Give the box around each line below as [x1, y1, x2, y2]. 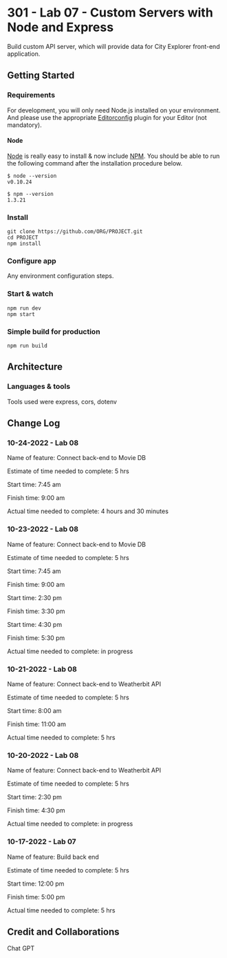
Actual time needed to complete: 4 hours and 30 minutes [7, 507, 169, 515]
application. [7, 50, 41, 58]
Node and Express [7, 19, 114, 35]
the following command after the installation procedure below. [7, 159, 183, 167]
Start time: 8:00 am [7, 706, 62, 715]
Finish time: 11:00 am [7, 719, 67, 728]
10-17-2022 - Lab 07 [7, 837, 77, 846]
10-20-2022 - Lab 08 [7, 750, 79, 760]
